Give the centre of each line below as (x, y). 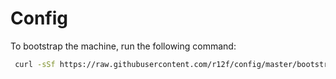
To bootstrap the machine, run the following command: (123, 46)
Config (39, 18)
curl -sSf (35, 64)
